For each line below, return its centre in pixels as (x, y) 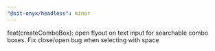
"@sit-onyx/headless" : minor (49, 13)
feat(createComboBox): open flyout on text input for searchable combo (107, 33)
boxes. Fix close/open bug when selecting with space (83, 40)
